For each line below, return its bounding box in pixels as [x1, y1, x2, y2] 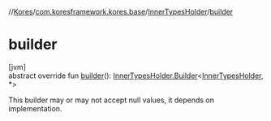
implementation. [8, 103, 62, 113]
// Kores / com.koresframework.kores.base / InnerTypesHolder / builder [8, 7, 234, 16]
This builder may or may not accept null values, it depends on [8, 95, 215, 105]
